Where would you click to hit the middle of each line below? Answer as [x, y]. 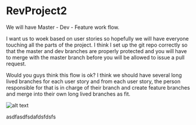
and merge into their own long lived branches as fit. [68, 94]
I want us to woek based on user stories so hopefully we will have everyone [97, 38]
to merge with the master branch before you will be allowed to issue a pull [95, 57]
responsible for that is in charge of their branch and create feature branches [98, 87]
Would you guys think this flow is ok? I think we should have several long [94, 75]
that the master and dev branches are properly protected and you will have [97, 51]
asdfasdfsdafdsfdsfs [31, 117]
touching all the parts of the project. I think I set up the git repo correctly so [97, 45]
